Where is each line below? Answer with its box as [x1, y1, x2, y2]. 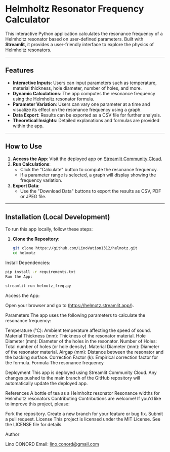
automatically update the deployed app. [5, 380, 88, 386]
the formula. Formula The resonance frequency [5, 359, 104, 365]
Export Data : [12, 182, 39, 189]
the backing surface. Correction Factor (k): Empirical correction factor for [5, 354, 158, 360]
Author [5, 431, 20, 437]
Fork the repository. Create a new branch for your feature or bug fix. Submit [5, 410, 163, 417]
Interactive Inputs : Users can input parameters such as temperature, [12, 80, 157, 86]
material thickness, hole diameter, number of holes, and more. [12, 85, 142, 91]
